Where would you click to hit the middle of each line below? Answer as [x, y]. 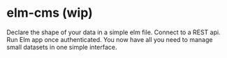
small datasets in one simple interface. [62, 47]
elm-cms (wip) [50, 13]
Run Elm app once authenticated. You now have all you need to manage [110, 39]
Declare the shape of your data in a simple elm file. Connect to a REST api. [113, 32]
